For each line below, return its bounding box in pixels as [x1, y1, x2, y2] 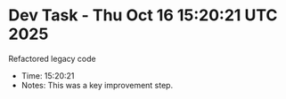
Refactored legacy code [8, 53, 96, 64]
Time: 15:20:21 [20, 70, 75, 80]
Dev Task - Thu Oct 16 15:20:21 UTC [8, 5, 278, 26]
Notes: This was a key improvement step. [20, 80, 174, 90]
